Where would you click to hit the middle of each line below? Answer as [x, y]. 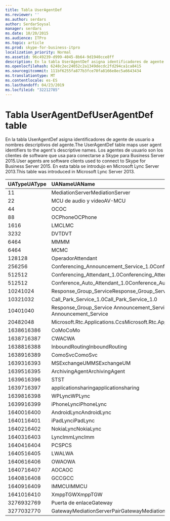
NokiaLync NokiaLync [76, 429]
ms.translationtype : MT [30, 76]
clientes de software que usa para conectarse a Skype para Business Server [85, 156]
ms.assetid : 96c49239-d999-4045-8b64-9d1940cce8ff [60, 57]
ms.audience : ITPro [26, 38]
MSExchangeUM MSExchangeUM [91, 363]
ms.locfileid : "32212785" [32, 90]
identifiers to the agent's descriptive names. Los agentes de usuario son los [84, 150]
